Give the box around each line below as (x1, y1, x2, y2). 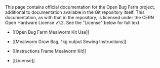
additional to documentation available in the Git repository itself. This (5, 9, 145, 15)
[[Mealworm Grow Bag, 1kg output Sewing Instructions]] (12, 39, 127, 45)
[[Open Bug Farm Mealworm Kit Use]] (12, 29, 90, 35)
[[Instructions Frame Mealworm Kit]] (12, 48, 86, 54)
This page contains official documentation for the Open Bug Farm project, (5, 4, 156, 10)
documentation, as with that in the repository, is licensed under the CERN (5, 15, 154, 20)
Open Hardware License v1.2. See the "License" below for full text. (5, 20, 141, 25)
